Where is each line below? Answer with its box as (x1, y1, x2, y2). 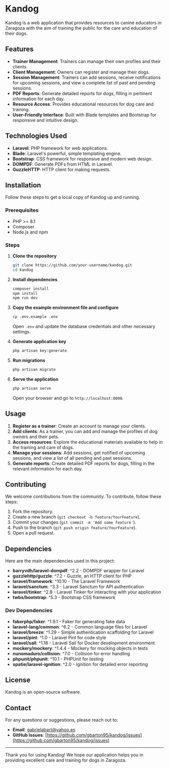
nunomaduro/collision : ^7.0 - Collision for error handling (12, 650, 130, 656)
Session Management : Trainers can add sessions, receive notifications (12, 74, 161, 80)
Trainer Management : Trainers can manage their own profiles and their (12, 58, 161, 64)
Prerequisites (5, 207, 39, 214)
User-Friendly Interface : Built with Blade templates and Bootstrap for (12, 112, 157, 118)
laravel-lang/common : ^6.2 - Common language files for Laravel (12, 624, 147, 630)
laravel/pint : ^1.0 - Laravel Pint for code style (12, 634, 107, 640)
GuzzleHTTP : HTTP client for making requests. (12, 166, 111, 173)
